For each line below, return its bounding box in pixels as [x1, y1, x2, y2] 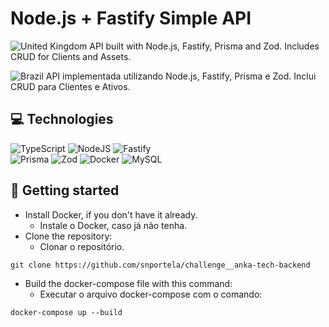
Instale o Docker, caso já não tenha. [39, 219, 188, 231]
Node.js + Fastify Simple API [10, 7, 252, 30]
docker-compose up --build [10, 307, 123, 317]
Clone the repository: [24, 230, 113, 242]
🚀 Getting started [10, 182, 120, 199]
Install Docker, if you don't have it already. [24, 208, 198, 221]
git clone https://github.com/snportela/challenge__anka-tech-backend [10, 260, 311, 270]
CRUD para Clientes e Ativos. [10, 80, 131, 92]
